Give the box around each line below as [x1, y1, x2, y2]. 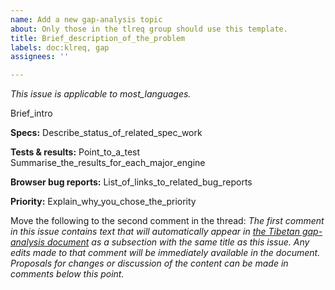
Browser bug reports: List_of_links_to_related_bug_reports [10, 176, 253, 188]
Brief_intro [10, 107, 53, 120]
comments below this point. [10, 268, 125, 280]
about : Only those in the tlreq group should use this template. [10, 24, 288, 34]
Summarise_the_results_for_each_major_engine [10, 157, 206, 169]
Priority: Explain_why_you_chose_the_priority [10, 196, 197, 208]
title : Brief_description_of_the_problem [10, 33, 186, 43]
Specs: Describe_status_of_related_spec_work [10, 127, 203, 139]
